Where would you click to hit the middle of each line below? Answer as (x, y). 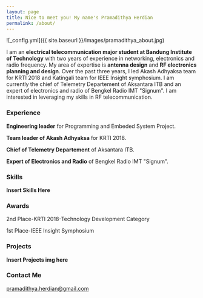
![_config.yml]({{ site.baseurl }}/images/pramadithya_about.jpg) (85, 41)
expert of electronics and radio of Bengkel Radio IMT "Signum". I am (92, 91)
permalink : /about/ (31, 23)
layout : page (23, 12)
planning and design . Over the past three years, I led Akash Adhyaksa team (101, 71)
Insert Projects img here (37, 260)
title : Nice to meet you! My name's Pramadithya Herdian (80, 18)
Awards (18, 205)
